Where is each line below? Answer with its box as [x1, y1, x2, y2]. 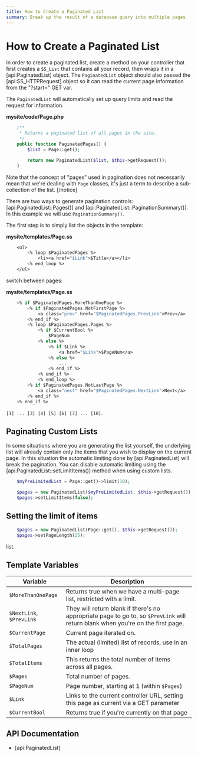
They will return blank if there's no [65, 605, 161, 613]
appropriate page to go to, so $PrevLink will [65, 612, 186, 620]
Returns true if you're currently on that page [65, 709, 187, 717]
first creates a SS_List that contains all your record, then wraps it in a [6, 66, 174, 73]
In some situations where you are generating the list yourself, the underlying [6, 442, 191, 449]
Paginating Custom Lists [6, 426, 98, 436]
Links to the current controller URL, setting [65, 691, 183, 700]
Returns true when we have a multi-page [65, 588, 180, 596]
